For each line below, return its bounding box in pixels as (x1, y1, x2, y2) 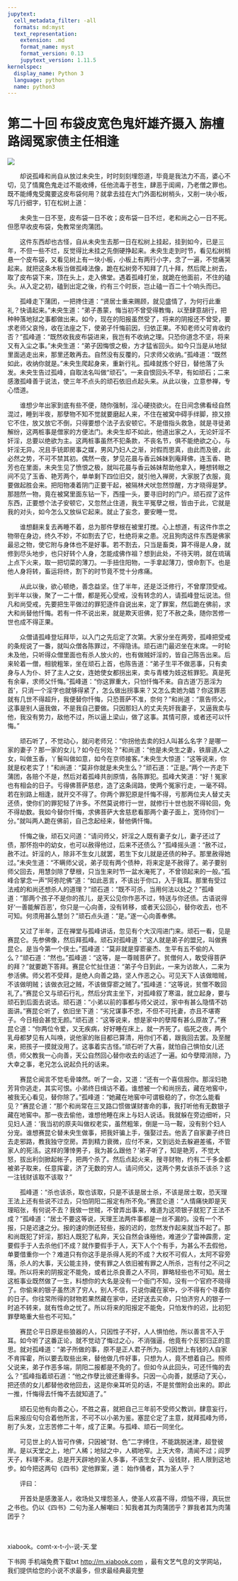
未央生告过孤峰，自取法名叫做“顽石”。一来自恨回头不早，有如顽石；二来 (19, 368, 230, 377)
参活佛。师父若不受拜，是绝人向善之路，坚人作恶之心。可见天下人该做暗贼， (7, 971, 231, 980)
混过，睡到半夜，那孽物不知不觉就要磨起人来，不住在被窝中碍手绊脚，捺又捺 (7, 410, 231, 419)
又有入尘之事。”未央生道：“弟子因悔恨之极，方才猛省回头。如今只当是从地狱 (7, 342, 227, 350)
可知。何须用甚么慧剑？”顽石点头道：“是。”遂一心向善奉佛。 (7, 912, 181, 920)
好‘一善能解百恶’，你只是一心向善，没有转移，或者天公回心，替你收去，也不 (7, 903, 228, 912)
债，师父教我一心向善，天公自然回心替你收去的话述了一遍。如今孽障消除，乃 (7, 1051, 231, 1059)
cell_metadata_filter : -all (13, 17, 97, 24)
